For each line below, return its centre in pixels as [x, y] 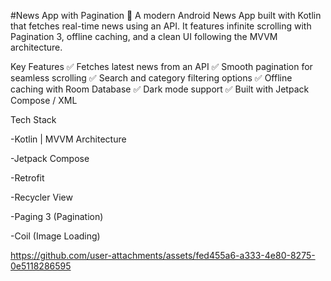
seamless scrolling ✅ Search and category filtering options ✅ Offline [151, 78]
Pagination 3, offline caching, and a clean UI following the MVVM [144, 36]
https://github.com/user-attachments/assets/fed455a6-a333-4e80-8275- [163, 255]
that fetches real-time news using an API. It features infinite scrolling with [161, 26]
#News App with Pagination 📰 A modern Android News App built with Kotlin [166, 15]
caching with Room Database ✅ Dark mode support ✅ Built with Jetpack [160, 89]
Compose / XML [44, 100]
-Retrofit [27, 178]
